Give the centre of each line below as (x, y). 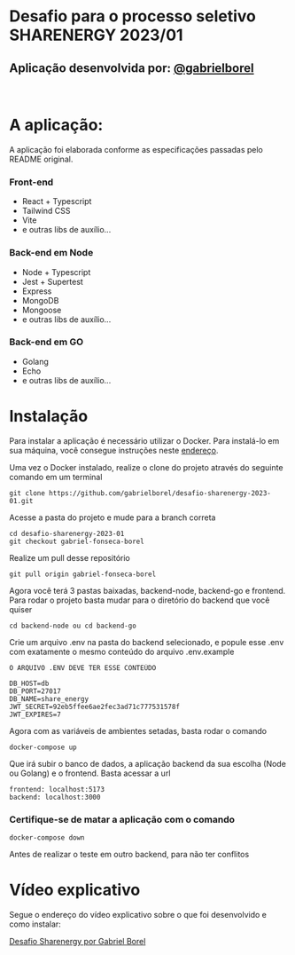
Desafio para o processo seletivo (133, 16)
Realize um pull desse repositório (70, 557)
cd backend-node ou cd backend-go (73, 626)
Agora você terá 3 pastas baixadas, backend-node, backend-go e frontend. (147, 590)
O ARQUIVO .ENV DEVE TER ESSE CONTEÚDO (83, 667)
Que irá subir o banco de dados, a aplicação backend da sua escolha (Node (147, 763)
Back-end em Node (51, 253)
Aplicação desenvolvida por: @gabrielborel (132, 68)
